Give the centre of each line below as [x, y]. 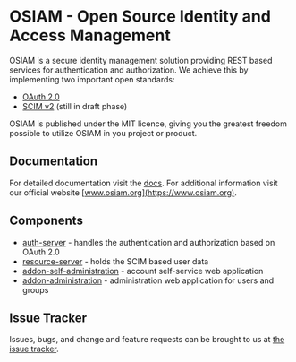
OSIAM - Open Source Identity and [140, 17]
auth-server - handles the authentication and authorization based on [148, 242]
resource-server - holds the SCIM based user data [115, 261]
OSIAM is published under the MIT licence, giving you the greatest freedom [148, 124]
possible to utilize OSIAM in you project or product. [103, 133]
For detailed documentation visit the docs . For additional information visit [144, 183]
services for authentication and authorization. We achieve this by [129, 70]
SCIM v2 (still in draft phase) [75, 106]
